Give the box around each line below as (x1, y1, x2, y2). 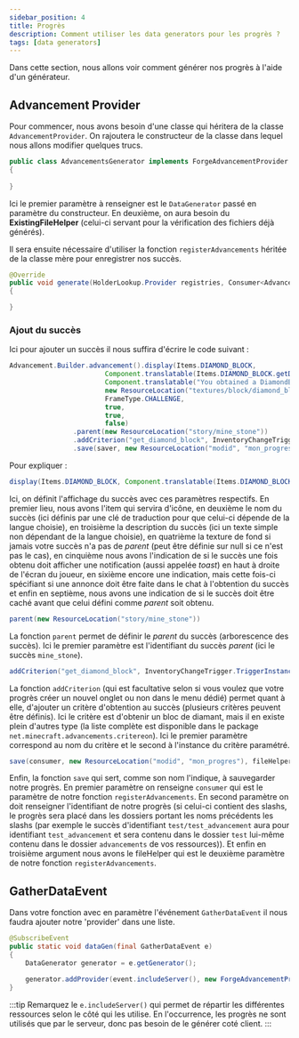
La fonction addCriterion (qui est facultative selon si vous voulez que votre (9, 682, 285, 694)
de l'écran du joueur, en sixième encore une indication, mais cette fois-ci (9, 568, 276, 579)
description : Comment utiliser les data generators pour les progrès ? (9, 29, 280, 38)
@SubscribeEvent (9, 934, 69, 943)
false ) (104, 419, 129, 428)
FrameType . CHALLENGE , (104, 394, 185, 403)
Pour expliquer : (9, 460, 68, 471)
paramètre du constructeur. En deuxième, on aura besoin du (9, 207, 230, 218)
